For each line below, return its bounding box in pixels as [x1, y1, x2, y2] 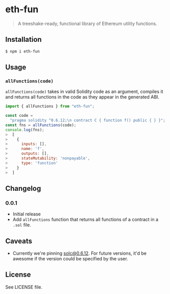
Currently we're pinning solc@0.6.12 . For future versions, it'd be [12, 250, 147, 256]
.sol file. [12, 222, 32, 228]
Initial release [12, 211, 41, 217]
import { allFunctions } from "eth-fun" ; [5, 104, 95, 109]
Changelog [5, 184, 41, 192]
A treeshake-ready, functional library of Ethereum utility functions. [17, 20, 157, 27]
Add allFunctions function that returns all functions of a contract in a [12, 216, 159, 223]
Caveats [5, 236, 32, 246]
